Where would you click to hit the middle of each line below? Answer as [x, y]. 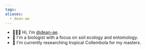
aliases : [14, 14]
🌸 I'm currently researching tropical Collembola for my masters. [77, 43]
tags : [11, 9]
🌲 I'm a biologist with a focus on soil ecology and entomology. [75, 37]
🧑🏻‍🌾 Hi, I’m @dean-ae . [36, 33]
